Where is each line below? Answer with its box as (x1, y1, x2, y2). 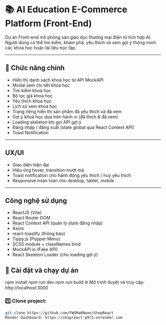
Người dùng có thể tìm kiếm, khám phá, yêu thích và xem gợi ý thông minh (5, 39, 157, 45)
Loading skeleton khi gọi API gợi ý (12, 119, 82, 125)
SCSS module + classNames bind (12, 241, 81, 247)
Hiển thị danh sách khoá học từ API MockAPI (12, 77, 104, 83)
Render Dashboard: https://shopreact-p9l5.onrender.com (5, 315, 123, 320)
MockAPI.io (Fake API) (12, 246, 58, 253)
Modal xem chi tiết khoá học (12, 82, 70, 88)
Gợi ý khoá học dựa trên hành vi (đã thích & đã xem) (12, 113, 119, 119)
